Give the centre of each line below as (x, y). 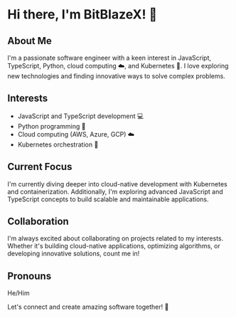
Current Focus (40, 167)
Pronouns (29, 276)
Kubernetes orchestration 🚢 (58, 144)
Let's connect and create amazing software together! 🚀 (88, 307)
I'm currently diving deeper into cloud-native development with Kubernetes (117, 184)
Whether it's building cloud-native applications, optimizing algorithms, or (114, 246)
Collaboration (38, 222)
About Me (29, 41)
